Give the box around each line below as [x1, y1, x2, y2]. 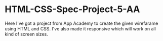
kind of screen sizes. [5, 31, 49, 37]
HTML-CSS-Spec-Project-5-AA [5, 4, 140, 15]
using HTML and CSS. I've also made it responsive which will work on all [5, 25, 156, 31]
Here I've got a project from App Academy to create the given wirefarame [5, 20, 158, 26]
